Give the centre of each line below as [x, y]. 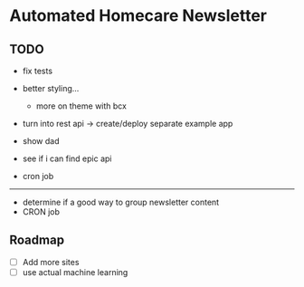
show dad [41, 141]
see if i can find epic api [67, 158]
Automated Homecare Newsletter [138, 16]
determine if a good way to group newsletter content [121, 202]
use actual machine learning [75, 272]
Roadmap [37, 240]
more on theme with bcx [81, 106]
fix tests [37, 71]
